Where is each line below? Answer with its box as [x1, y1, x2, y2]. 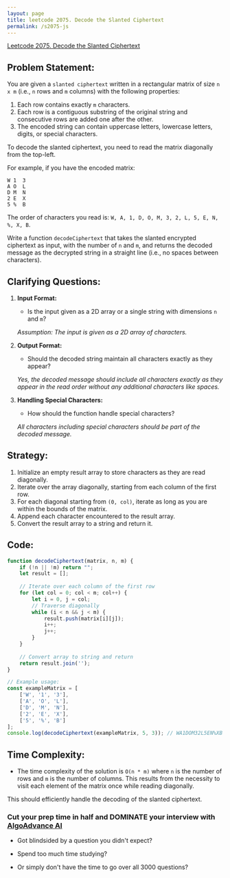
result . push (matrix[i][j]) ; [43, 615, 125, 622]
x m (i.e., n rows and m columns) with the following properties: [7, 87, 181, 96]
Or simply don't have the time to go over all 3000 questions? [16, 863, 189, 871]
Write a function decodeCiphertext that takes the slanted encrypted [7, 234, 197, 242]
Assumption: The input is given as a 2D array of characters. [16, 328, 187, 336]
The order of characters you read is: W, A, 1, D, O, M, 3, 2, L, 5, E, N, [7, 213, 219, 222]
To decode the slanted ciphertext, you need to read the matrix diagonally [7, 143, 214, 151]
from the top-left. [7, 151, 56, 159]
